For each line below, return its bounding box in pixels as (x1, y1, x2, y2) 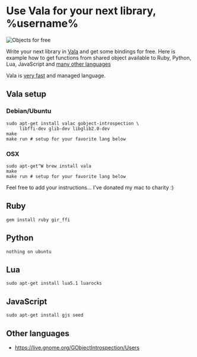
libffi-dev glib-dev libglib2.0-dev (19, 126, 110, 132)
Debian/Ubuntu (6, 107, 52, 115)
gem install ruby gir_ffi (6, 216, 70, 223)
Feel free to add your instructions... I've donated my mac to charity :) (6, 184, 174, 191)
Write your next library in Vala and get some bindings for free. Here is (6, 47, 176, 55)
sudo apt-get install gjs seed (6, 313, 84, 318)
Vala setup (6, 89, 46, 99)
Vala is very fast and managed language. (6, 72, 106, 79)
